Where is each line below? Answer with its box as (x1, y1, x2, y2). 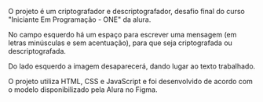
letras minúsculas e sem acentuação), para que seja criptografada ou (8, 38, 233, 47)
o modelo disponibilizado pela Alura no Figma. (8, 85, 158, 94)
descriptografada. (8, 47, 67, 55)
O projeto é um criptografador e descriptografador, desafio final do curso (8, 7, 245, 16)
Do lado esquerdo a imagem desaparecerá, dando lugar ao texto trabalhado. (8, 62, 256, 71)
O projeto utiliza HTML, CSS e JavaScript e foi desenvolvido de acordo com (8, 77, 253, 86)
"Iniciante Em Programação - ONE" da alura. (8, 15, 152, 24)
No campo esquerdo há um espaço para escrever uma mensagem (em (8, 30, 237, 39)
